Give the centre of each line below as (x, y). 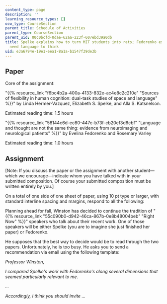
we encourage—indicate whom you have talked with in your (80, 176)
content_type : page (25, 10)
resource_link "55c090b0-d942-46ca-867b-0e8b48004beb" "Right (84, 216)
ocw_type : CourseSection (31, 24)
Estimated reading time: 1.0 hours (39, 143)
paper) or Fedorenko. (27, 232)
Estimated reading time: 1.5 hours (39, 113)
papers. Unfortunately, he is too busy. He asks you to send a (67, 247)
